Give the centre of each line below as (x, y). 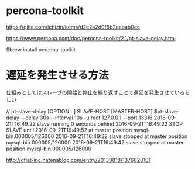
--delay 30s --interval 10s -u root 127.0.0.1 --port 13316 (86, 118)
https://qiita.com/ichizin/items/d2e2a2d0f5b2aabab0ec (73, 27)
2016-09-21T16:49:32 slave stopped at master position (122, 136)
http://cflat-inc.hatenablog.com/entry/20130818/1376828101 (78, 160)
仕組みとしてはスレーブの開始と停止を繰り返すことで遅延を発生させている (96, 92)
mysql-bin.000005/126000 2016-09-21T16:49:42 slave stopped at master (95, 142)
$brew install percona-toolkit (41, 49)
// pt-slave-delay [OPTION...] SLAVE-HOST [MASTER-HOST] (80, 111)
